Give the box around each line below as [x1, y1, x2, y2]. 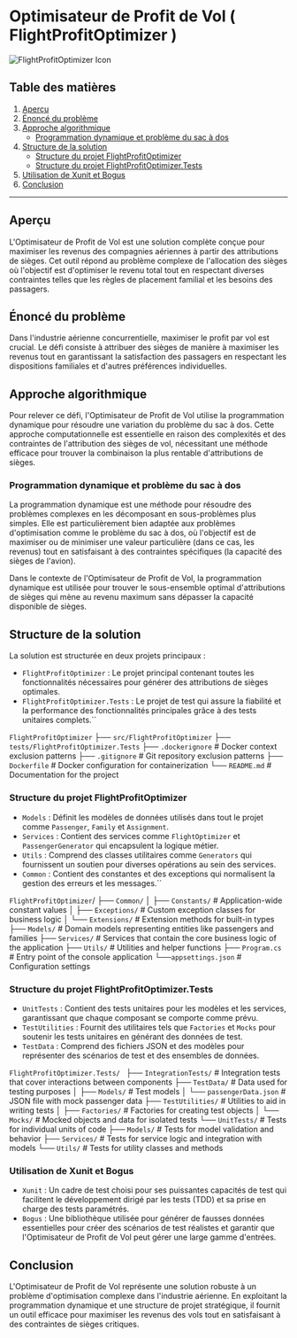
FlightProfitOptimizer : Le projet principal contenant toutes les [21, 667, 255, 679]
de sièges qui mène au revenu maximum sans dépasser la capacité [9, 592, 254, 603]
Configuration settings [9, 961, 91, 971]
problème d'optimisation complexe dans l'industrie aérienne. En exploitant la [9, 1291, 287, 1301]
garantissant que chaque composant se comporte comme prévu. [21, 1012, 259, 1023]
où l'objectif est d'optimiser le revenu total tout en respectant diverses [9, 264, 265, 276]
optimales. [21, 687, 60, 697]
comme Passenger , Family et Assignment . [21, 821, 170, 832]
